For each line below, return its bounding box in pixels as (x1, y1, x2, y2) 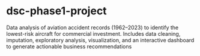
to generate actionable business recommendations (6, 43, 132, 50)
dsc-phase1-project (6, 4, 107, 18)
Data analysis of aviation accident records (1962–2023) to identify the (6, 24, 179, 31)
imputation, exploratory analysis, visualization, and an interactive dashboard (6, 36, 195, 43)
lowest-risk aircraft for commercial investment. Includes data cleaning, (6, 30, 181, 37)
